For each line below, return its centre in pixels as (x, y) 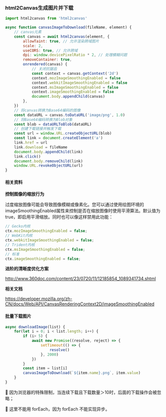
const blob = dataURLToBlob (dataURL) (53, 124)
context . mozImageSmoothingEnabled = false (76, 78)
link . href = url (31, 143)
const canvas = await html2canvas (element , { (62, 36)
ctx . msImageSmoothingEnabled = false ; (45, 249)
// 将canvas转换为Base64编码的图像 (47, 110)
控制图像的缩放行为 (25, 194)
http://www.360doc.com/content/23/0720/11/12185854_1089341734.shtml (81, 279)
